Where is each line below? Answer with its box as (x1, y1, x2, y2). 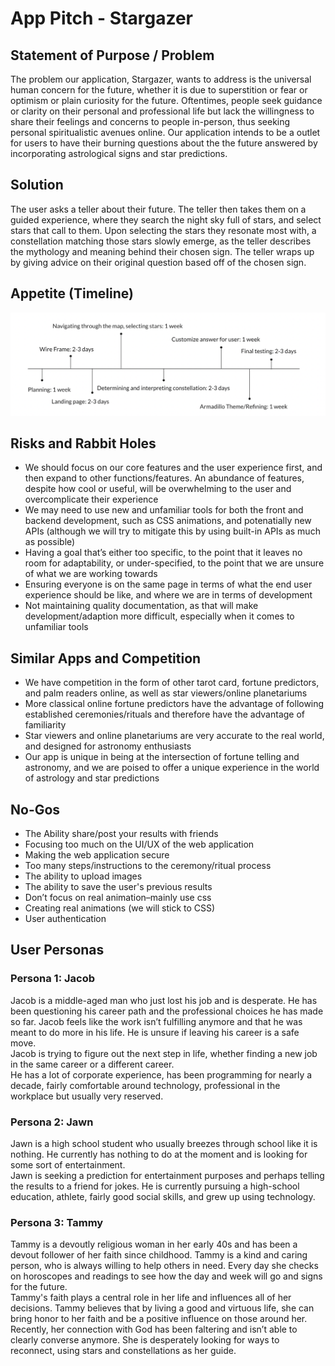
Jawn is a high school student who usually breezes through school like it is (10, 1137, 318, 1149)
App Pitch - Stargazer (10, 7, 194, 30)
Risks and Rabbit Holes (10, 435, 157, 452)
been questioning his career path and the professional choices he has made (10, 1005, 324, 1017)
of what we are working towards (24, 568, 158, 580)
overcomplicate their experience (24, 493, 159, 506)
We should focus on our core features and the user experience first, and (24, 462, 323, 474)
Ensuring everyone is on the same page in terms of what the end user (24, 578, 313, 591)
